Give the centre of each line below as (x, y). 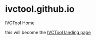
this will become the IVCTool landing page (48, 32)
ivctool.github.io (40, 9)
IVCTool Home (20, 23)
